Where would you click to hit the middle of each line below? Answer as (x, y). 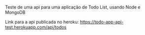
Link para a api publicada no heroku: (42, 22)
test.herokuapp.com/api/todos (36, 27)
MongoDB (15, 12)
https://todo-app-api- (102, 22)
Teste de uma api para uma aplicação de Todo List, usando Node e (73, 7)
